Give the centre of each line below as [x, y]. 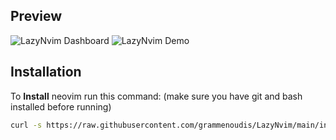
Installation [46, 72]
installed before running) [61, 106]
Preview [36, 16]
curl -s [26, 125]
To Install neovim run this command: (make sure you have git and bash [156, 96]
